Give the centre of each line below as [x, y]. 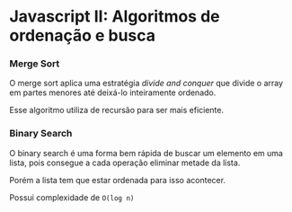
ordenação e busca [82, 35]
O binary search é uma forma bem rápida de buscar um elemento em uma [146, 153]
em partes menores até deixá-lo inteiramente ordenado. [113, 93]
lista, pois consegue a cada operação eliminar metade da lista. [125, 163]
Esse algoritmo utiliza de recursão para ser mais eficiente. [117, 110]
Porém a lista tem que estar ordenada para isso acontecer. [118, 180]
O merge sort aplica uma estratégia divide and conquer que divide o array [146, 84]
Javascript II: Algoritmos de [115, 17]
